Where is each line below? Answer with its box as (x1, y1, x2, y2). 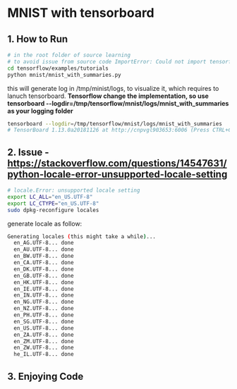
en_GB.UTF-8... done (13, 272, 74, 279)
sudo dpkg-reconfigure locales (7, 206, 99, 214)
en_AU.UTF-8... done (13, 246, 74, 253)
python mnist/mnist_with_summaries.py (7, 71, 121, 78)
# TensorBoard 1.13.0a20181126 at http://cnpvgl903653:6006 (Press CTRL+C (7, 127, 232, 134)
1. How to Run (7, 33, 68, 45)
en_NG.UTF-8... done (13, 298, 74, 306)
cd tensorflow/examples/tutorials (7, 65, 109, 72)
